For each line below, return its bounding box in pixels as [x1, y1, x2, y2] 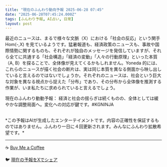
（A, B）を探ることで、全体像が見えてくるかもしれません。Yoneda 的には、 [5, 60, 160, 66]
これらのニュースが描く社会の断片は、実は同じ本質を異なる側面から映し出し [5, 66, 162, 72]
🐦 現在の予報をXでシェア [5, 157, 58, 163]
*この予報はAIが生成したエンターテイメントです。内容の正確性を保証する [5, 117, 155, 123]
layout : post [5, 21, 32, 26]
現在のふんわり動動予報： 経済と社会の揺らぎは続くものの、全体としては [5, 95, 155, 102]
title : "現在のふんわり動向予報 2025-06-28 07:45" [5, 7, 104, 12]
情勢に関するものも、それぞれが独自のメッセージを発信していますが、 [9, 48, 153, 54]
